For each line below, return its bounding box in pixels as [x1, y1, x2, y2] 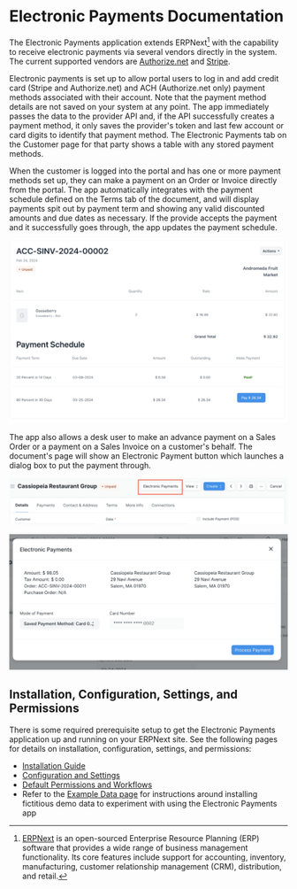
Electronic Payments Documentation [9, 6, 285, 27]
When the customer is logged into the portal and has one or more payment [9, 166, 281, 176]
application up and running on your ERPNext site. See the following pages [9, 733, 278, 745]
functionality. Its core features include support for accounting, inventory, [21, 852, 286, 862]
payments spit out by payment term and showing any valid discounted [9, 203, 265, 213]
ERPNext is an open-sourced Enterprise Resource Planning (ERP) [21, 832, 260, 843]
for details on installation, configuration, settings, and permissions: [9, 743, 252, 754]
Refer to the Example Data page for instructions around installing [21, 788, 258, 799]
